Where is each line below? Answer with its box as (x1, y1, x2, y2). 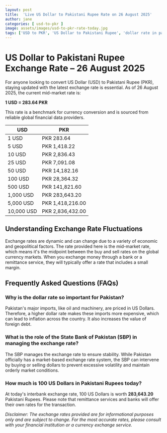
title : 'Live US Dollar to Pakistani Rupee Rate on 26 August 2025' (5, 12, 153, 17)
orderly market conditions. (5, 367, 60, 373)
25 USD (7, 159, 26, 166)
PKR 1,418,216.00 (42, 199, 86, 206)
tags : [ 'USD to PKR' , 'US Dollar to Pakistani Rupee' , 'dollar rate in (5, 30, 157, 35)
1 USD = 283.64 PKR (5, 99, 48, 105)
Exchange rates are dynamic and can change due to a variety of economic (5, 238, 158, 244)
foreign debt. (5, 321, 32, 327)
